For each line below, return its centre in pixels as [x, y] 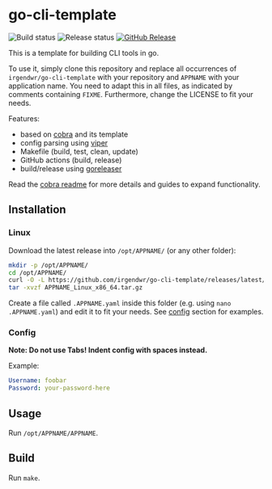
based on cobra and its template [74, 134]
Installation [37, 210]
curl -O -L [27, 280]
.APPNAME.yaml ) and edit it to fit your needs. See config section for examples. [136, 312]
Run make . [24, 478]
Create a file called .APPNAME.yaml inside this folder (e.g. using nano [120, 303]
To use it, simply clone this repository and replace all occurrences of [123, 68]
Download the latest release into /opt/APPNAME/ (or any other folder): [122, 250]
